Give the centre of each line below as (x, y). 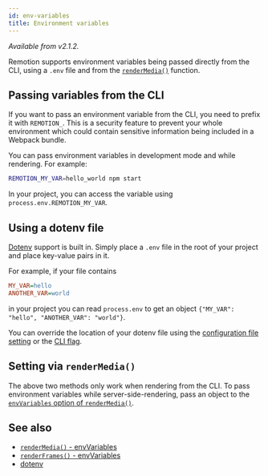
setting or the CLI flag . (45, 341)
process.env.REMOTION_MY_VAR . (58, 203)
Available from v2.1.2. (44, 46)
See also (30, 428)
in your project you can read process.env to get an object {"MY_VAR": (122, 309)
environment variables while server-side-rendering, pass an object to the (129, 394)
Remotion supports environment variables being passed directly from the (129, 62)
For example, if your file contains (63, 271)
